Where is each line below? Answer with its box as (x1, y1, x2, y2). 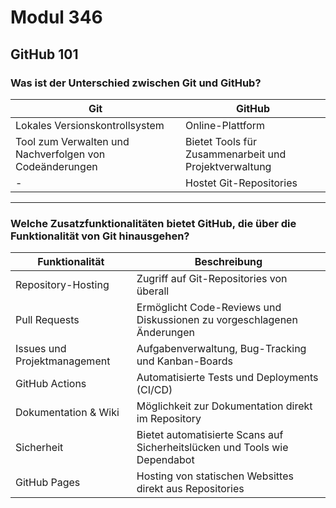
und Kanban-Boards (136, 354, 233, 368)
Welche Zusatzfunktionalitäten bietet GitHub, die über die (10, 216, 297, 230)
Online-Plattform (185, 118, 266, 132)
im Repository (136, 412, 202, 426)
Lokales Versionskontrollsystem (15, 118, 165, 132)
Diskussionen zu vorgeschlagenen (136, 313, 298, 327)
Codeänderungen (15, 159, 98, 173)
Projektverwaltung (185, 159, 272, 173)
